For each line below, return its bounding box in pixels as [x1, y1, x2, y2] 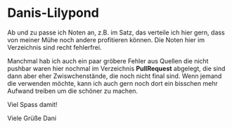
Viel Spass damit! [7, 100, 58, 108]
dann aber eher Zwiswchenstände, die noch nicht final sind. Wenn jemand [7, 72, 222, 80]
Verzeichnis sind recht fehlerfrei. [7, 43, 102, 51]
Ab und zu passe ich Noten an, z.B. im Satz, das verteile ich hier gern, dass [7, 28, 225, 37]
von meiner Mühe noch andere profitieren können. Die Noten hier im [7, 35, 205, 44]
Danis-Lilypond [7, 5, 100, 21]
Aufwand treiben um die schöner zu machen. [7, 87, 138, 95]
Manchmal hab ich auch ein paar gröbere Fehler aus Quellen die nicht [7, 56, 209, 65]
